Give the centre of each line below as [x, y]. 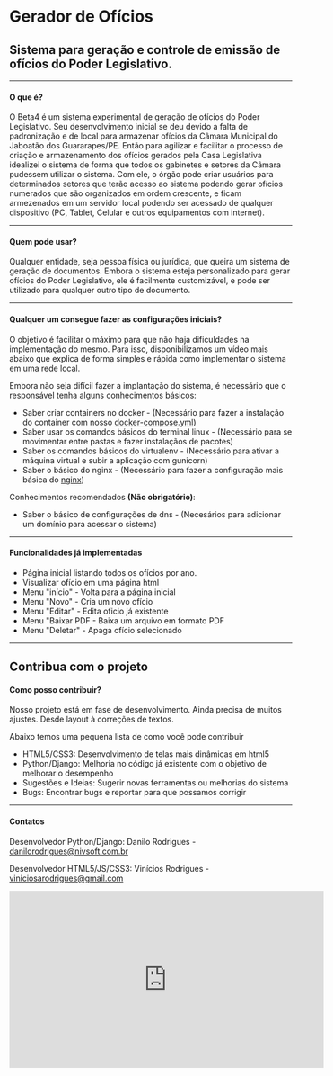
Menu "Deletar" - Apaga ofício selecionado [102, 630]
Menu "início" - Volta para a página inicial [99, 592]
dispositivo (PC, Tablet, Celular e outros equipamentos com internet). [137, 212]
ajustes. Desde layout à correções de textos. [92, 719]
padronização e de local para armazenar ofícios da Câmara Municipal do [144, 136]
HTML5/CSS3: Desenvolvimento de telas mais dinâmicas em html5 [145, 754]
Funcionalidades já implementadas [76, 553]
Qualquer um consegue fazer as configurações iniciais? [116, 319]
